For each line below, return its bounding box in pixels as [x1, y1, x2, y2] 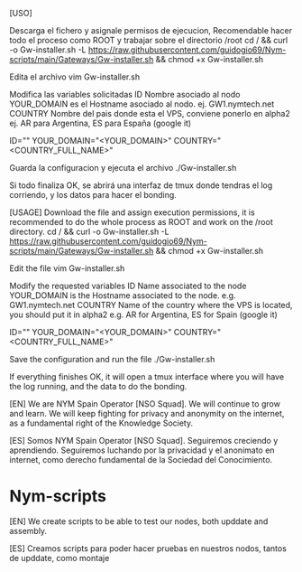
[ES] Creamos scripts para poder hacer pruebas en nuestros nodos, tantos [9, 542, 287, 554]
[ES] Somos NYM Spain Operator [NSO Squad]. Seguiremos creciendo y [9, 436, 279, 445]
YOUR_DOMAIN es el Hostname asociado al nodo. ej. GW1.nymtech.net [9, 98, 275, 109]
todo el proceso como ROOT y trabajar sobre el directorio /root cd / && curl [9, 35, 288, 45]
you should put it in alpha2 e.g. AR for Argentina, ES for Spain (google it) [9, 309, 278, 320]
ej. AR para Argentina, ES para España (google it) [9, 117, 192, 128]
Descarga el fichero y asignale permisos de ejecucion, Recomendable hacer [9, 25, 293, 35]
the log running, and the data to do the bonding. [9, 381, 188, 391]
